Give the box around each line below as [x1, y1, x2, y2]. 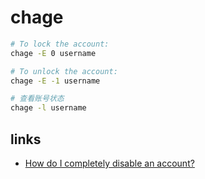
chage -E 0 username [10, 48, 97, 58]
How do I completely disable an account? [24, 157, 195, 169]
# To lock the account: [10, 39, 110, 49]
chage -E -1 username [10, 76, 101, 86]
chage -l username [10, 103, 87, 113]
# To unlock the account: [10, 66, 118, 76]
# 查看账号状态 [10, 94, 65, 104]
